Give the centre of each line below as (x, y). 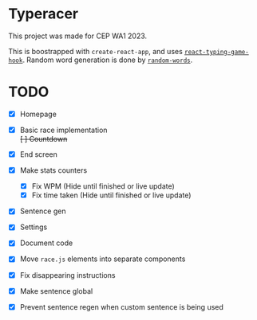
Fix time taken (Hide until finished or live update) (111, 195)
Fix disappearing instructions (67, 275)
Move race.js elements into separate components (103, 259)
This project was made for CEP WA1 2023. (78, 36)
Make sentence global (56, 291)
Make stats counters (53, 170)
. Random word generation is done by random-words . (108, 60)
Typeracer (43, 14)
